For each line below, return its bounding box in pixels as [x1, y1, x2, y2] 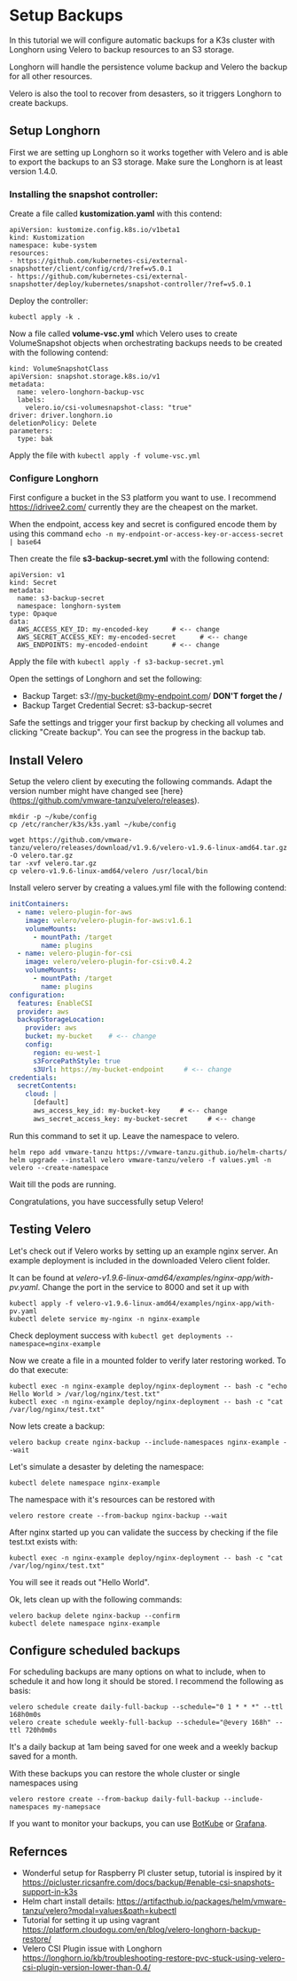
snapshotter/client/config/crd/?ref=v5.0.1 [9, 264, 173, 274]
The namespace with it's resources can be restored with [9, 1494, 215, 1504]
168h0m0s [9, 1711, 42, 1720]
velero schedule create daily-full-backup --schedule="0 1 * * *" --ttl [9, 1703, 284, 1712]
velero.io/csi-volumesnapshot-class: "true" [25, 404, 192, 413]
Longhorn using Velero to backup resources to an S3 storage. [9, 44, 235, 54]
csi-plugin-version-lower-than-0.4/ [21, 1962, 151, 1973]
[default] [32, 1098, 69, 1107]
